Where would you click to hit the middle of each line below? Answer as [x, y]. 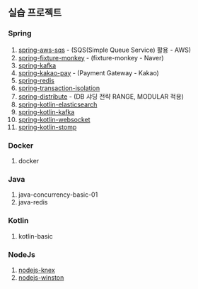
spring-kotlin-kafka [46, 111]
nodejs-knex [36, 270]
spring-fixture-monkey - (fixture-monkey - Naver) [91, 58]
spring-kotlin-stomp [47, 127]
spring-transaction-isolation [59, 88]
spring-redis [36, 80]
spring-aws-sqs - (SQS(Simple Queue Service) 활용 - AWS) [105, 50]
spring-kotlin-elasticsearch [58, 104]
